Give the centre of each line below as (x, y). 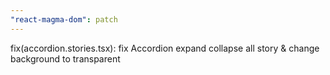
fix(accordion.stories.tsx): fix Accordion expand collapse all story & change (165, 48)
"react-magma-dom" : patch (64, 19)
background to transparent (65, 58)
